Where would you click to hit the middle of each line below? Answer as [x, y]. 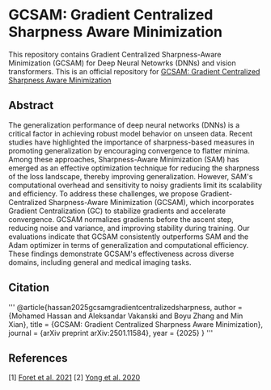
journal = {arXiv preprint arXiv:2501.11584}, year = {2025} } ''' [111, 333]
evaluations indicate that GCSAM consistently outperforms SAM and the [129, 237]
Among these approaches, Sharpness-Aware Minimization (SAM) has [124, 159]
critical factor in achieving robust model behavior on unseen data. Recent [131, 133]
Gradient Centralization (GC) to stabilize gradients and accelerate [117, 211]
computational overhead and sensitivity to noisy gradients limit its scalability [135, 185]
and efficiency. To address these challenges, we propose [104, 193]
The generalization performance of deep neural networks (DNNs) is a [124, 125]
